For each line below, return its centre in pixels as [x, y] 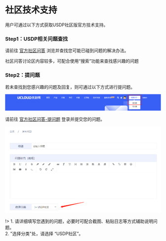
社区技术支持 [31, 10]
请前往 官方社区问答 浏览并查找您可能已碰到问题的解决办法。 [67, 50]
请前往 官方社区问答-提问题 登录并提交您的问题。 [55, 119]
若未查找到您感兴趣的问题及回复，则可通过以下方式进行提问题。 [70, 87]
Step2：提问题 [23, 75]
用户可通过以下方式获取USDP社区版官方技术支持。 [57, 25]
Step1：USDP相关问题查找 [37, 39]
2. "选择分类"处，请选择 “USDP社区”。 [44, 234]
